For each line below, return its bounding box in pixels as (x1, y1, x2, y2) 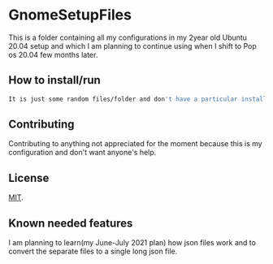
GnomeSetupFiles (8, 6, 132, 24)
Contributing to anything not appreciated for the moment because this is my (8, 139, 262, 149)
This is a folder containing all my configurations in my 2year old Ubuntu (8, 32, 248, 42)
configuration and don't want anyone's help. (8, 148, 157, 158)
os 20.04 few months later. (8, 50, 98, 59)
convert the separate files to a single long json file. (8, 246, 178, 257)
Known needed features (8, 216, 133, 230)
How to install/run (8, 73, 102, 87)
